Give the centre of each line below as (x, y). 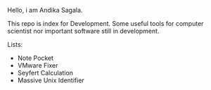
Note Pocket (36, 58)
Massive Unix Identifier (51, 80)
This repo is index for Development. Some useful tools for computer (105, 23)
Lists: (15, 44)
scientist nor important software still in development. (83, 31)
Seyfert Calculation (45, 73)
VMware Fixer (38, 65)
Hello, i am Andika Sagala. (45, 10)
